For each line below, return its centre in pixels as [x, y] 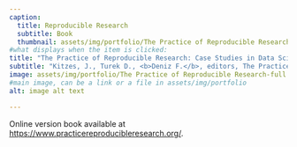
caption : [25, 17]
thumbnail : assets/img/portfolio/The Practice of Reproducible [136, 42]
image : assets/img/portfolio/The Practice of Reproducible [120, 75]
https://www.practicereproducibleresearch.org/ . [96, 133]
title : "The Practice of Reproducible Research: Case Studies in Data [142, 58]
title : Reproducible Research [72, 26]
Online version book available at [67, 123]
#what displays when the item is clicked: [88, 50]
